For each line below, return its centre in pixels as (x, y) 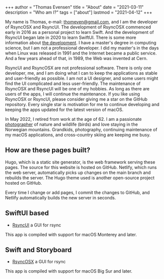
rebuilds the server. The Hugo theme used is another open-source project (80, 178)
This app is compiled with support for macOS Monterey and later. (71, 234)
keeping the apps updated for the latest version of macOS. (64, 110)
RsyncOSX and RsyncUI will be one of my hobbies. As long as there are (77, 89)
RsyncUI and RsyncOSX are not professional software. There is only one (78, 68)
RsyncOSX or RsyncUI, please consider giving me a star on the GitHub (76, 99)
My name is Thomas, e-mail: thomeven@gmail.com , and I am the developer (82, 22)
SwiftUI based (27, 213)
